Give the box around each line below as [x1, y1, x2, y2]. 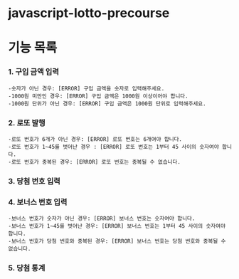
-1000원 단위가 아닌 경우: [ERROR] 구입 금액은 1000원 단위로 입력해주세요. [8, 100, 206, 107]
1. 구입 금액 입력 [8, 67, 59, 77]
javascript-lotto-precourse [8, 5, 170, 21]
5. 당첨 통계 [8, 263, 46, 273]
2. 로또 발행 [8, 117, 46, 127]
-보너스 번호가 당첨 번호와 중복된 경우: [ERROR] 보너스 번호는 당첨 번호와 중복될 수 [8, 238, 226, 245]
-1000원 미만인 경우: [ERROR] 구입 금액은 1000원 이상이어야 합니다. [8, 93, 188, 100]
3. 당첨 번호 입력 [8, 176, 61, 186]
